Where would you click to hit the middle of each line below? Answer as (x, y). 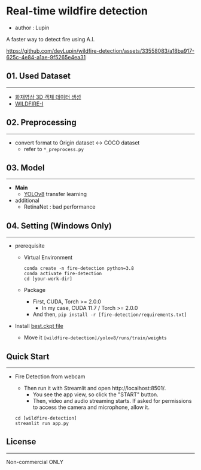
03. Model (25, 168)
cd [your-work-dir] (48, 279)
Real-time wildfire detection (77, 11)
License (21, 442)
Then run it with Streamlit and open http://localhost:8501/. (95, 388)
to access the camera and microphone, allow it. (91, 407)
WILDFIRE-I (29, 104)
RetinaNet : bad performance (60, 207)
